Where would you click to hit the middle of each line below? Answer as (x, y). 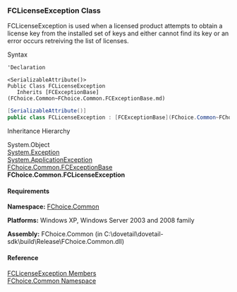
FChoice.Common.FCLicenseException (66, 175)
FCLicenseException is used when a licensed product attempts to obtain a (115, 26)
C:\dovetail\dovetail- (134, 234)
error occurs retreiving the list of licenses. (68, 41)
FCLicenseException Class (54, 11)
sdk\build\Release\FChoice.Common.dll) (66, 242)
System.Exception (34, 152)
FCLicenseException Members (52, 274)
